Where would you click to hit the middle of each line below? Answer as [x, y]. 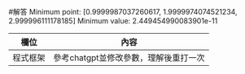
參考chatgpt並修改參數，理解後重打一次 [129, 58]
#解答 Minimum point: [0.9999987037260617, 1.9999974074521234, [123, 12]
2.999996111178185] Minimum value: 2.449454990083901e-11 [113, 21]
